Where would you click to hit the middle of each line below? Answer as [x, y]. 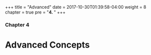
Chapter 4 [17, 25]
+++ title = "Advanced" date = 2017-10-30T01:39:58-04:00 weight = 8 [76, 7]
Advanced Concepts [47, 45]
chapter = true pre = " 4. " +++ [35, 12]
